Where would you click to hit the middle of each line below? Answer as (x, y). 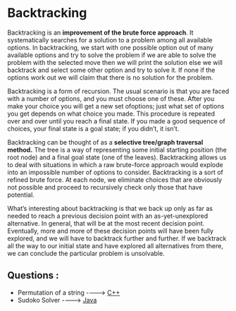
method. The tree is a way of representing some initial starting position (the (117, 150)
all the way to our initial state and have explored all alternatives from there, (115, 245)
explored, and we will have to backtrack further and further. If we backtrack (117, 238)
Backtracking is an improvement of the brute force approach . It (100, 32)
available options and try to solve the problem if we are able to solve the (112, 55)
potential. (21, 195)
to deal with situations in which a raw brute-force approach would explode (115, 164)
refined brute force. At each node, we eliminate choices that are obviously (115, 179)
